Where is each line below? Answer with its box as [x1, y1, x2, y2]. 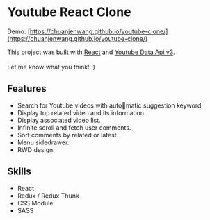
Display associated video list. [17, 116, 101, 124]
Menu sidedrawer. [17, 138, 70, 146]
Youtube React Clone [7, 4, 131, 20]
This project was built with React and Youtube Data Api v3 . [7, 48, 175, 56]
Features [7, 83, 47, 94]
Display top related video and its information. [17, 108, 146, 117]
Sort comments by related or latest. [17, 130, 119, 139]
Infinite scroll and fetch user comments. [17, 123, 131, 132]
